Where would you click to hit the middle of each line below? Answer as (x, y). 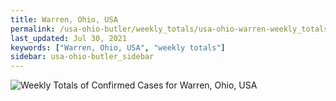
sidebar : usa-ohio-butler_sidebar (82, 57)
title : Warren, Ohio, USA (64, 19)
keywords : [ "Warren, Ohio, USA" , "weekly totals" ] (118, 47)
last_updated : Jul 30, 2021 (69, 38)
